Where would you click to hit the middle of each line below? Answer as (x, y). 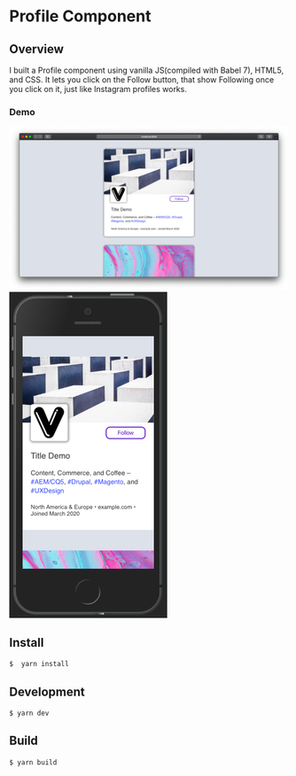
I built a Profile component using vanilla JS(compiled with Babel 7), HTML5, (147, 70)
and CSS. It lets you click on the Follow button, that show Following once (142, 80)
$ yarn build (33, 762)
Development (47, 691)
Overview (37, 49)
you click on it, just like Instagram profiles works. (98, 89)
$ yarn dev (29, 714)
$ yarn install (39, 664)
